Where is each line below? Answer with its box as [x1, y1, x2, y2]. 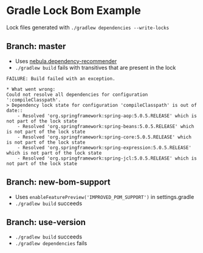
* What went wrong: [6, 86, 56, 92]
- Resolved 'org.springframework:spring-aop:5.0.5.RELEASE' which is [17, 113, 198, 119]
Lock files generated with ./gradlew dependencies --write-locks [6, 24, 170, 31]
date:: [6, 107, 23, 113]
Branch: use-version [6, 217, 86, 228]
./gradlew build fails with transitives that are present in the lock [15, 64, 176, 71]
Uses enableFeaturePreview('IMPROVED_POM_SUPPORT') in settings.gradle [15, 193, 194, 200]
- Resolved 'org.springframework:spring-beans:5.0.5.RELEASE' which [17, 123, 194, 129]
